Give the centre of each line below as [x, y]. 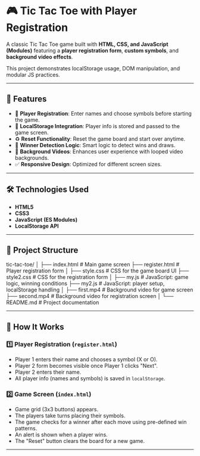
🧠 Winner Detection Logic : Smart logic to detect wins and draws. [95, 145]
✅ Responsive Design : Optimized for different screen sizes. [88, 164]
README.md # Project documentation [53, 303]
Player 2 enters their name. [48, 372]
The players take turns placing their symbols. [70, 416]
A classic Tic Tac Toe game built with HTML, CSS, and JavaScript [87, 44]
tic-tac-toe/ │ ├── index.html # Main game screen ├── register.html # [93, 265]
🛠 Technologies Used [48, 190]
